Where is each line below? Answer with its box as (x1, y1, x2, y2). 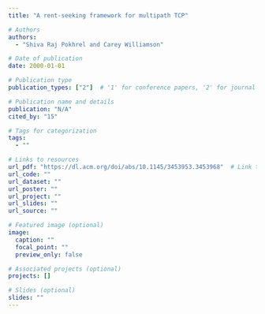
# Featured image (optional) (8, 222, 104, 230)
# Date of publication (8, 54, 83, 63)
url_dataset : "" (8, 178, 62, 185)
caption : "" (15, 236, 55, 244)
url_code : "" (8, 170, 51, 178)
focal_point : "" (15, 243, 69, 251)
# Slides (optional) (8, 286, 77, 294)
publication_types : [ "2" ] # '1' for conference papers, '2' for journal (8, 84, 256, 92)
